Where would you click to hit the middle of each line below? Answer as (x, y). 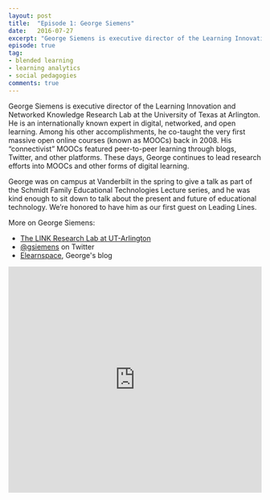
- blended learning (41, 61)
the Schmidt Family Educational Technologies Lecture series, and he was (129, 190)
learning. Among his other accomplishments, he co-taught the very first (127, 131)
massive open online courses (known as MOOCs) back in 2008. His (120, 140)
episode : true (32, 46)
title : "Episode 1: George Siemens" (72, 23)
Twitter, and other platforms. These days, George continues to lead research (135, 157)
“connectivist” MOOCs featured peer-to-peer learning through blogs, (123, 149)
